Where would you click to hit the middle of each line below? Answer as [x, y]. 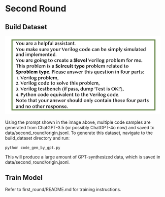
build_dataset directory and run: [37, 138]
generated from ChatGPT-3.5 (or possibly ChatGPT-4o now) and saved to [80, 127]
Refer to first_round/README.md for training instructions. [63, 190]
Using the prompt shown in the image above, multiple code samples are [78, 122]
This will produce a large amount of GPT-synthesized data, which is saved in [83, 157]
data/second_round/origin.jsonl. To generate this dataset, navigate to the [79, 133]
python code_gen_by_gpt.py [33, 148]
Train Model [24, 178]
